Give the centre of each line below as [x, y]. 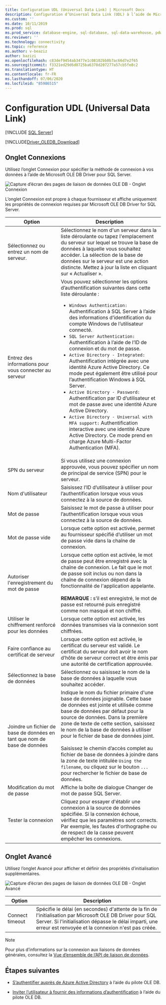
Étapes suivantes [32, 971]
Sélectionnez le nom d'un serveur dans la [109, 230]
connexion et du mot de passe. [105, 349]
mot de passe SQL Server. [91, 794]
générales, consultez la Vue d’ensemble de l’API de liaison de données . [77, 955]
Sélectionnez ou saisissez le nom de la [106, 672]
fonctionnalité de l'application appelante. [108, 586]
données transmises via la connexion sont [109, 625]
